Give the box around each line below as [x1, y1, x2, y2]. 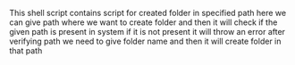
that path [9, 45, 43, 56]
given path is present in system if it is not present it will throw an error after [9, 27, 286, 37]
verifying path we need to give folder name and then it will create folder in [9, 36, 282, 46]
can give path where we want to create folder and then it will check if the [9, 17, 278, 28]
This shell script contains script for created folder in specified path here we [9, 8, 287, 18]
